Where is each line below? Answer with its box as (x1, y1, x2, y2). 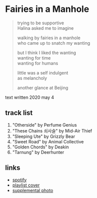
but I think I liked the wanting (17, 50, 76, 56)
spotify (12, 177, 27, 183)
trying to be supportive (17, 20, 64, 26)
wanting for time (17, 55, 51, 61)
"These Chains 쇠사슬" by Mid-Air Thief (12, 128, 93, 133)
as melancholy (17, 75, 47, 81)
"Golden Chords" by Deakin (12, 144, 69, 150)
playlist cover (12, 182, 40, 188)
